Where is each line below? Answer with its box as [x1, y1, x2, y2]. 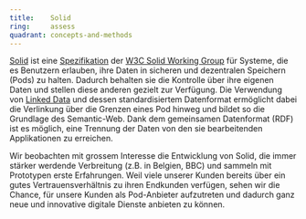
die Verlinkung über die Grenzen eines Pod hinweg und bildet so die [9, 104, 265, 115]
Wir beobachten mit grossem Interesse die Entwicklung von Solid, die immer [9, 151, 297, 162]
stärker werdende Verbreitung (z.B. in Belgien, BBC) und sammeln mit [9, 161, 272, 172]
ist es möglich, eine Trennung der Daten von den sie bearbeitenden [9, 123, 263, 134]
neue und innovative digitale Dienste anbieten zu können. [9, 199, 226, 210]
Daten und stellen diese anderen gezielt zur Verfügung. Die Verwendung [9, 84, 283, 96]
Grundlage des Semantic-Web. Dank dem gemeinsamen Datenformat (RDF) [9, 113, 294, 124]
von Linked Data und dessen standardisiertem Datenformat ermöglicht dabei [9, 94, 298, 105]
